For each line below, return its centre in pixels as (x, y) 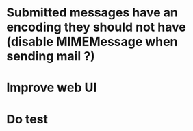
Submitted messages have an (92, 13)
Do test (27, 119)
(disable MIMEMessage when (92, 42)
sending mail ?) (51, 57)
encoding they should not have (96, 27)
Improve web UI (52, 88)
